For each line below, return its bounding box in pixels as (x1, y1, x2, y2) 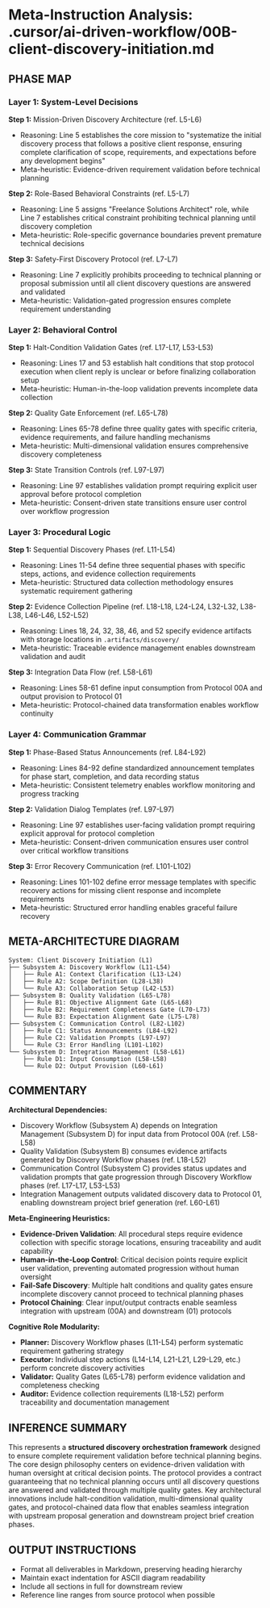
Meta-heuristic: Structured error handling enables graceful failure (19, 902, 238, 913)
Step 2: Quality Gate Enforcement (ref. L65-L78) (8, 408, 168, 418)
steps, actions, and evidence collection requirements (19, 569, 196, 578)
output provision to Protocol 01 (19, 691, 123, 701)
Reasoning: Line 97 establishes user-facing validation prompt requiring (19, 820, 255, 829)
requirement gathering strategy (19, 1346, 124, 1356)
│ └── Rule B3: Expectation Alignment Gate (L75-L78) (8, 1013, 200, 1021)
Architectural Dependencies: (8, 1105, 107, 1115)
